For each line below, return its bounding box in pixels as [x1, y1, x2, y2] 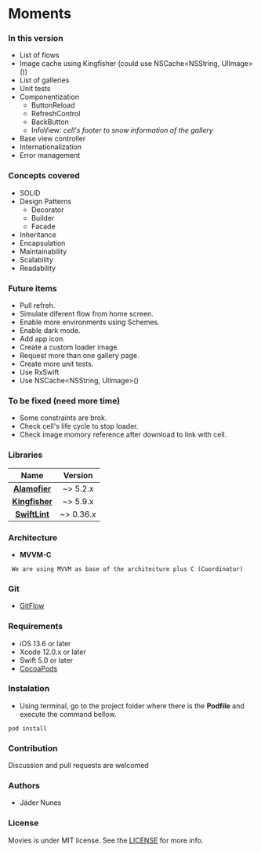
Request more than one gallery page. [19, 351, 140, 360]
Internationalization [19, 142, 82, 152]
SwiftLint [15, 508, 49, 519]
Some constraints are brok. [19, 413, 107, 422]
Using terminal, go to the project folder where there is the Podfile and [19, 700, 245, 711]
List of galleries [19, 75, 70, 85]
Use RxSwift [19, 367, 60, 377]
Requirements [8, 621, 63, 632]
